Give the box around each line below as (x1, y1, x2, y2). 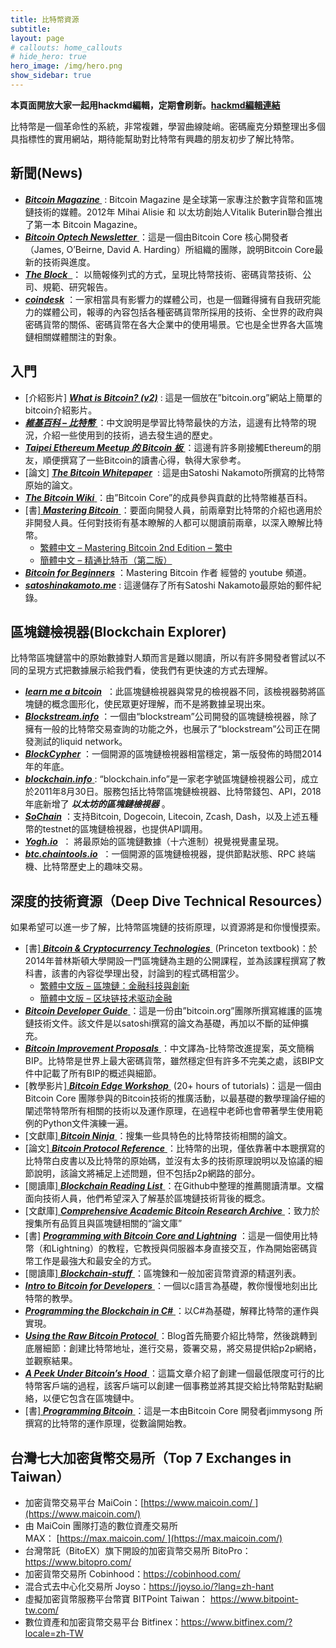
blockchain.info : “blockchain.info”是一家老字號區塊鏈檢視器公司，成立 (24, 773, 319, 785)
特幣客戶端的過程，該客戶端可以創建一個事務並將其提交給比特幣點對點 (24, 1380, 315, 1392)
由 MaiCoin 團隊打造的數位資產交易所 (24, 1519, 178, 1531)
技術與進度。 (42, 256, 96, 268)
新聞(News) (10, 165, 83, 182)
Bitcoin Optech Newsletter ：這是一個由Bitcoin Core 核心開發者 (24, 231, 289, 243)
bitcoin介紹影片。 (24, 404, 98, 416)
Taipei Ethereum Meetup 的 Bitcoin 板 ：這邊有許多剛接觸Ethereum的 (24, 441, 313, 453)
